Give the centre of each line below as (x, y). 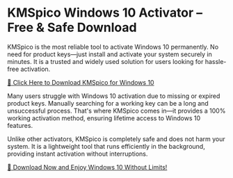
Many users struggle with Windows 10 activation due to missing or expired (114, 96)
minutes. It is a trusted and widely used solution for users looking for (105, 61)
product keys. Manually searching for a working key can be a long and (108, 103)
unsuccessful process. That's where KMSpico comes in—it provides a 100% (116, 111)
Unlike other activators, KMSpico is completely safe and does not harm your (116, 139)
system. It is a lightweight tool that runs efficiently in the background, (106, 146)
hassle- (216, 61)
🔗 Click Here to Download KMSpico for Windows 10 (81, 82)
